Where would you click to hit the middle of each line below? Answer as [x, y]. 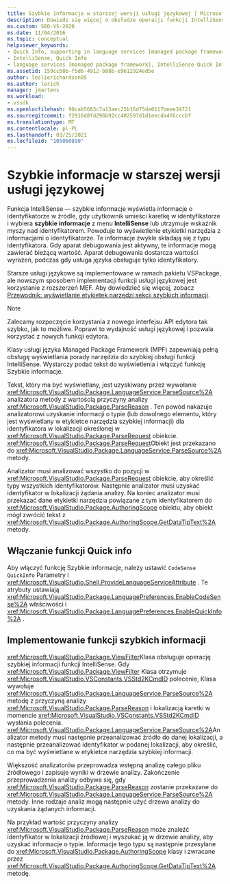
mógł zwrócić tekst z [37, 515]
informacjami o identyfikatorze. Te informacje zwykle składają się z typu [109, 238]
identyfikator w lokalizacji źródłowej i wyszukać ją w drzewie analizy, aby [110, 837]
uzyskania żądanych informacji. [52, 808]
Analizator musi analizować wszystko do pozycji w [78, 471]
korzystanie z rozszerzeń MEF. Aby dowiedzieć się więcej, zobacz [101, 288]
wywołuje [21, 686]
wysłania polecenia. [35, 723]
